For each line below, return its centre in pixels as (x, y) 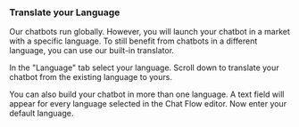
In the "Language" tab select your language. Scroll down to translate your (144, 67)
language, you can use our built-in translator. (92, 51)
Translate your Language (65, 12)
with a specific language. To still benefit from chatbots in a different (133, 41)
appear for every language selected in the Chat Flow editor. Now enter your (148, 104)
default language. (42, 114)
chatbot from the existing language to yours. (91, 77)
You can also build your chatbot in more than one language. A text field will (147, 94)
